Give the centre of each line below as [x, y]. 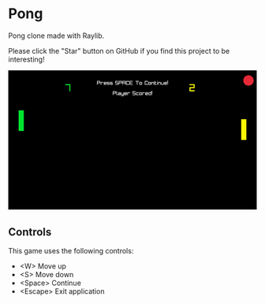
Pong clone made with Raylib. [56, 36]
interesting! [26, 59]
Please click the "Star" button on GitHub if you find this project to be [119, 51]
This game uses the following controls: [71, 251]
